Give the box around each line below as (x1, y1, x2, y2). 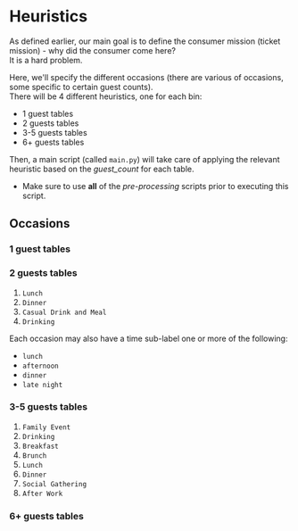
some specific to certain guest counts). (9, 81, 153, 92)
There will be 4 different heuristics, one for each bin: (9, 91, 203, 102)
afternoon (21, 361, 60, 370)
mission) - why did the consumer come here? (9, 45, 177, 55)
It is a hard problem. (9, 54, 83, 65)
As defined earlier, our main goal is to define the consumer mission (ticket (9, 36, 281, 46)
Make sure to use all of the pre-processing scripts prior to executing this (21, 180, 289, 191)
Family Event (21, 422, 71, 432)
